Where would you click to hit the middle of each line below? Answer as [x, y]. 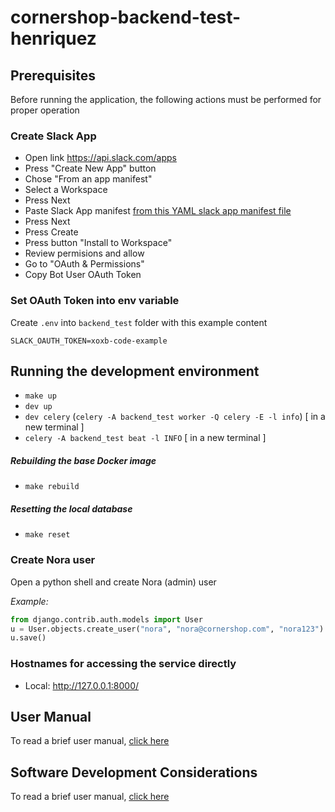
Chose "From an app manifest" [88, 179]
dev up [38, 407]
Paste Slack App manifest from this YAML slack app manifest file [158, 211]
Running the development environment [135, 371]
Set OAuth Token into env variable [95, 301]
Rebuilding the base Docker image [83, 460]
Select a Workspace [66, 190]
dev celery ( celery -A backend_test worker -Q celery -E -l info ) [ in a [175, 417]
